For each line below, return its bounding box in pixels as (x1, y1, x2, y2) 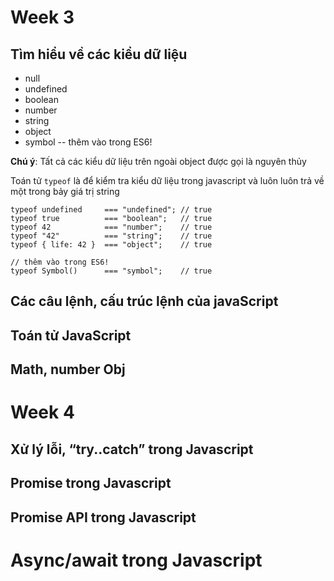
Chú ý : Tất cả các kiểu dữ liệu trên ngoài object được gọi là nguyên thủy (10, 156, 307, 167)
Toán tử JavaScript (10, 327, 132, 344)
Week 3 (10, 6, 75, 29)
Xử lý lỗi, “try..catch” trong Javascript (10, 441, 254, 458)
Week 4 (10, 401, 75, 424)
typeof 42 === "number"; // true (10, 222, 213, 232)
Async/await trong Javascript (10, 549, 263, 571)
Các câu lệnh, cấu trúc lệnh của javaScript (10, 293, 279, 310)
